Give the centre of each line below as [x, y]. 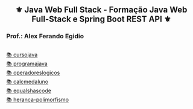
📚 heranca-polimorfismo [38, 99]
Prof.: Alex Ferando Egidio [45, 37]
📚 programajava [27, 63]
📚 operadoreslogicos [33, 72]
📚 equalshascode [29, 90]
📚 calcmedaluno [27, 81]
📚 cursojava [22, 54]
